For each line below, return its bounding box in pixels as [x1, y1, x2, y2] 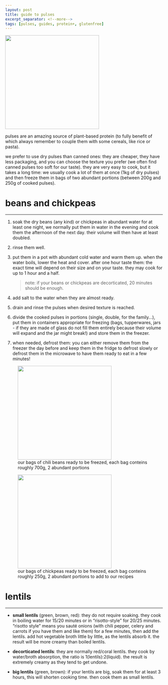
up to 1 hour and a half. [12, 270, 60, 276]
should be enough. [24, 285, 64, 291]
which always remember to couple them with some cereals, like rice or [5, 139, 151, 145]
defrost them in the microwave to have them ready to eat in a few [12, 351, 147, 357]
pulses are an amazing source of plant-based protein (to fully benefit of [5, 133, 152, 139]
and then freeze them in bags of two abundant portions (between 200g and [5, 175, 161, 181]
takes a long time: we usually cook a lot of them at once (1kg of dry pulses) [5, 170, 159, 176]
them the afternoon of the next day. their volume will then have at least [12, 230, 158, 236]
